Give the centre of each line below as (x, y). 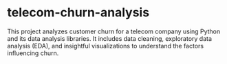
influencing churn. (33, 53)
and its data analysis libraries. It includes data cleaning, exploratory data (109, 38)
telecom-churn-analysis (78, 13)
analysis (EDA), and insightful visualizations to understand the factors (106, 46)
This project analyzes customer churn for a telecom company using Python (114, 31)
